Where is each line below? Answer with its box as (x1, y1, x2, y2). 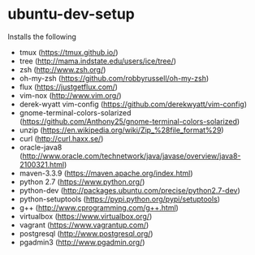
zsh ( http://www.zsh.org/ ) (19, 64, 106, 74)
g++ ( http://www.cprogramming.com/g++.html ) (19, 202, 179, 212)
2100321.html (19, 159, 65, 169)
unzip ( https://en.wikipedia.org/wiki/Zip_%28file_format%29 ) (19, 125, 224, 135)
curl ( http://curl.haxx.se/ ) (19, 133, 104, 143)
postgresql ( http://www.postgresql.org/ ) (19, 228, 153, 238)
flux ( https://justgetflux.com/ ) (19, 82, 119, 92)
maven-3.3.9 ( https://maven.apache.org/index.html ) (19, 168, 193, 178)
